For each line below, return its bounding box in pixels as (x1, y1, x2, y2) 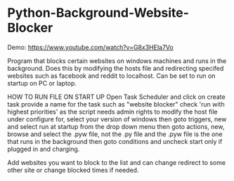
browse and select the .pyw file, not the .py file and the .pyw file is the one (7, 130, 223, 138)
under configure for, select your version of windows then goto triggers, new (7, 114, 227, 123)
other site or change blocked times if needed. (7, 166, 139, 174)
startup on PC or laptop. (7, 79, 77, 87)
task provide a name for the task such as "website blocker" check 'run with (7, 100, 225, 108)
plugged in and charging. (7, 145, 80, 153)
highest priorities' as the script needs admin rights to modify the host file (7, 107, 218, 116)
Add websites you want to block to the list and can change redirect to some (7, 158, 226, 166)
